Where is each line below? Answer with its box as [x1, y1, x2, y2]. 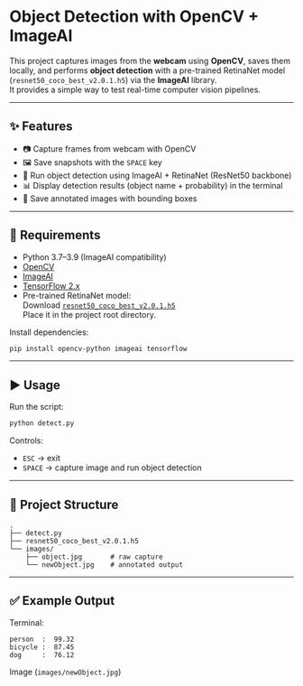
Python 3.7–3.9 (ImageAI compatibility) [22, 251, 167, 263]
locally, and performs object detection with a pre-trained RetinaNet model [9, 65, 286, 76]
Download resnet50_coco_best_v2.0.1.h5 [22, 300, 176, 311]
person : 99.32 [9, 635, 75, 644]
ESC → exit [22, 453, 60, 464]
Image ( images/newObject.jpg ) [9, 666, 122, 677]
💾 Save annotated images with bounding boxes [22, 192, 197, 204]
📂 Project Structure [9, 496, 119, 512]
